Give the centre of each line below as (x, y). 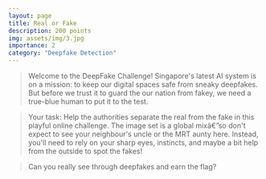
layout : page (30, 16)
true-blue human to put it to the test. (88, 102)
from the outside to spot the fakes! (85, 151)
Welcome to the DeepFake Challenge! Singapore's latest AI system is (142, 76)
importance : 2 (32, 46)
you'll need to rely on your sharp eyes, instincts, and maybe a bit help (143, 142)
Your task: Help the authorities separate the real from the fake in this (141, 117)
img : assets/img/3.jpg (46, 38)
